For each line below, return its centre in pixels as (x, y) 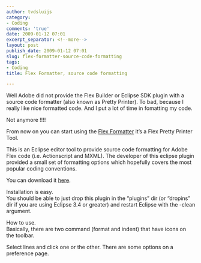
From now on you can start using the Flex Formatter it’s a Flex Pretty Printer (100, 131)
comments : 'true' (28, 29)
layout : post (22, 46)
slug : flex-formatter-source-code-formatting (64, 56)
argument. (19, 211)
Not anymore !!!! (26, 120)
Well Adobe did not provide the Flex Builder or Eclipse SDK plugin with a (95, 95)
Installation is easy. (30, 192)
